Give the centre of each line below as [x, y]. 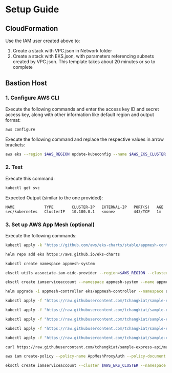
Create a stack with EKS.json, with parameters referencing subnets [83, 56]
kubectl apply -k [24, 245]
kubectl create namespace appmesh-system [50, 264]
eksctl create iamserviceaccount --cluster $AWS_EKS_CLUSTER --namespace [86, 366]
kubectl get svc [23, 188]
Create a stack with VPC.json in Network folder [62, 51]
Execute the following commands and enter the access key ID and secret [82, 109]
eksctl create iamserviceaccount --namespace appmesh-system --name [80, 282]
